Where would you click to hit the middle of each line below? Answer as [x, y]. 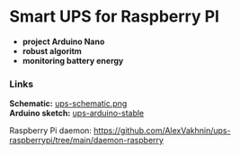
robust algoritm [52, 50]
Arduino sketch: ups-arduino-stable [77, 113]
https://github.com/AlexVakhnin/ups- [162, 131]
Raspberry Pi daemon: [51, 131]
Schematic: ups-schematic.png [68, 104]
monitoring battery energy [73, 60]
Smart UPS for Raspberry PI [115, 17]
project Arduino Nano [63, 41]
